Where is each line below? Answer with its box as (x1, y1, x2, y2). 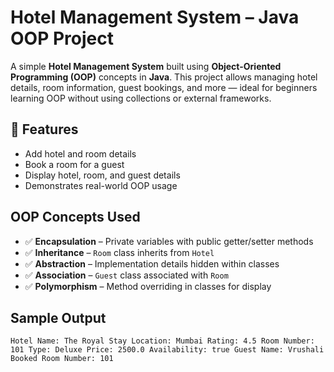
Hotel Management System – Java (10, 6, 300, 29)
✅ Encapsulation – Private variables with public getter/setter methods (24, 235, 314, 247)
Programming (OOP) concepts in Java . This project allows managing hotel (10, 71, 318, 83)
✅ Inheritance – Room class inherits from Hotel (24, 246, 215, 258)
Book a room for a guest (24, 158, 125, 170)
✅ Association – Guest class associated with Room (24, 269, 229, 281)
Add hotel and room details (24, 147, 137, 160)
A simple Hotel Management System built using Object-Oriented (10, 60, 282, 72)
